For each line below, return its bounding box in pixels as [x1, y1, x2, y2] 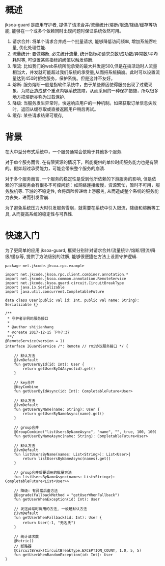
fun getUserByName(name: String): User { [14, 407, 100, 412]
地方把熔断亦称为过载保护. [12, 94, 65, 100]
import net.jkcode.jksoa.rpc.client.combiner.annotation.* [5, 272, 129, 277]
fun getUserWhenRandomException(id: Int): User [14, 552, 113, 557]
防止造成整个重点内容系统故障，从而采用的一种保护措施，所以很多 [25, 87, 159, 94]
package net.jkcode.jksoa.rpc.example [5, 263, 84, 268]
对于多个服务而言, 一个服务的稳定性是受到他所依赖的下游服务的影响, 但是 [5, 176, 152, 181]
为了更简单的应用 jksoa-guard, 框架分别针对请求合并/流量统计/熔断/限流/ [5, 247, 151, 253]
